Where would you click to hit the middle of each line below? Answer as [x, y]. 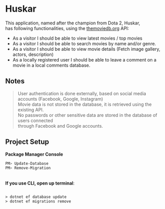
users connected [35, 121]
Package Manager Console [34, 154]
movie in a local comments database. [51, 65]
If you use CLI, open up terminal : [40, 183]
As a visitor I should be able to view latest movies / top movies [77, 38]
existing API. [31, 109]
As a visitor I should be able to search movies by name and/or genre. [84, 43]
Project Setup [27, 142]
